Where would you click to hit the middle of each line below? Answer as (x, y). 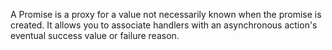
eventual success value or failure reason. (95, 35)
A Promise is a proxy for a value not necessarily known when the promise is (166, 14)
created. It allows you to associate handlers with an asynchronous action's (164, 25)
